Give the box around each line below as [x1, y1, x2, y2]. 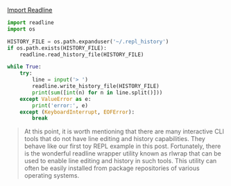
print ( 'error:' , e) [32, 102, 89, 109]
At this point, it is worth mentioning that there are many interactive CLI [24, 127, 224, 136]
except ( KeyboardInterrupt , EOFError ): [19, 109, 135, 115]
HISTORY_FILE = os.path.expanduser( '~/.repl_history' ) [7, 38, 169, 45]
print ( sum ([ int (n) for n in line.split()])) [32, 89, 163, 96]
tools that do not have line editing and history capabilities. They [24, 135, 206, 143]
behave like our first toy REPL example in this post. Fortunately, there [24, 142, 221, 151]
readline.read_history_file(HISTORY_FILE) [19, 51, 144, 58]
